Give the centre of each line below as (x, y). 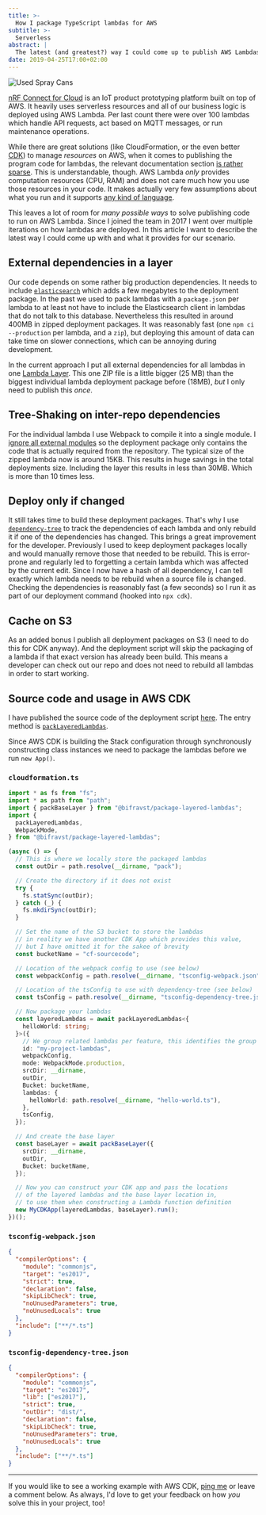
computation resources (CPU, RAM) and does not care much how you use (129, 180)
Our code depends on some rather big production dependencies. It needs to (133, 281)
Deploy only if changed (66, 501)
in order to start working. (49, 674)
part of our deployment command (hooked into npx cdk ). (100, 596)
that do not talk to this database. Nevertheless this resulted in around (121, 316)
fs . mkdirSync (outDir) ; (60, 910)
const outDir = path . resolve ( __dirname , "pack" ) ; (99, 867)
